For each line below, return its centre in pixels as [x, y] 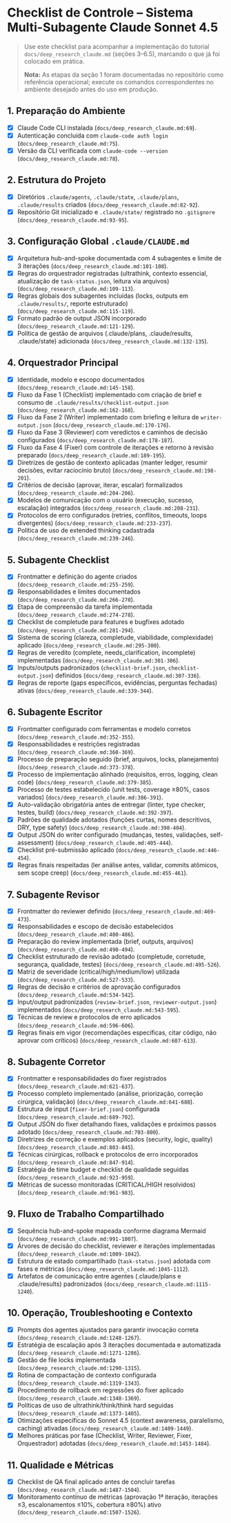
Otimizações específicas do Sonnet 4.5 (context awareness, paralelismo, [121, 1421]
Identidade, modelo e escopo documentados [81, 379]
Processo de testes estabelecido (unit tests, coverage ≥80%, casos [113, 789]
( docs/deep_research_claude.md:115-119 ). [76, 311]
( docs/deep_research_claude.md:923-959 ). [76, 1177]
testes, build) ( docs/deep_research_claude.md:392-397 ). [95, 812]
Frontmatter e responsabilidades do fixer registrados [92, 1079]
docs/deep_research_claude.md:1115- [159, 1284]
